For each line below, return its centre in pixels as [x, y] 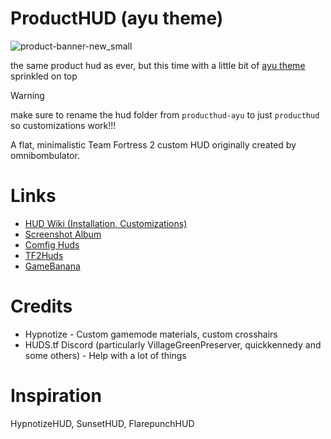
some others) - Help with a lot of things [105, 355]
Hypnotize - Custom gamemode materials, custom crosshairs [151, 334]
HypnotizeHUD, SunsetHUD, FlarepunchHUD [102, 423]
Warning [27, 95]
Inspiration [56, 396]
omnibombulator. [45, 155]
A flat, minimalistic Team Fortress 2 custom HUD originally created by [153, 144]
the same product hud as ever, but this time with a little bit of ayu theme [158, 65]
